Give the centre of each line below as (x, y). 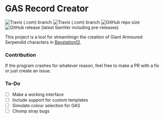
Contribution (21, 55)
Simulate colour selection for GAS (46, 105)
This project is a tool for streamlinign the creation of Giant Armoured (74, 37)
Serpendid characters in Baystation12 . (43, 42)
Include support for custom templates (50, 100)
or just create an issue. (28, 71)
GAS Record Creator (47, 9)
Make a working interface (38, 94)
